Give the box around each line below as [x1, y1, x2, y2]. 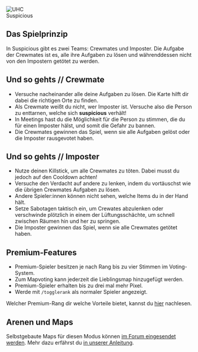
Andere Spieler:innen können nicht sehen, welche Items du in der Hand [14, 193, 188, 200]
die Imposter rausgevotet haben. [14, 135, 95, 142]
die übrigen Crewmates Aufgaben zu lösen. [14, 186, 121, 193]
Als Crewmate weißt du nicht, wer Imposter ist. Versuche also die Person [14, 103, 192, 110]
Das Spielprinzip [6, 29, 68, 39]
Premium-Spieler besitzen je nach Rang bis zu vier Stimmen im [14, 263, 168, 270]
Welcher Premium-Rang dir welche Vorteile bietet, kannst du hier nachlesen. [6, 300, 192, 307]
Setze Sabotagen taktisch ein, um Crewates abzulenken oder [14, 205, 164, 212]
